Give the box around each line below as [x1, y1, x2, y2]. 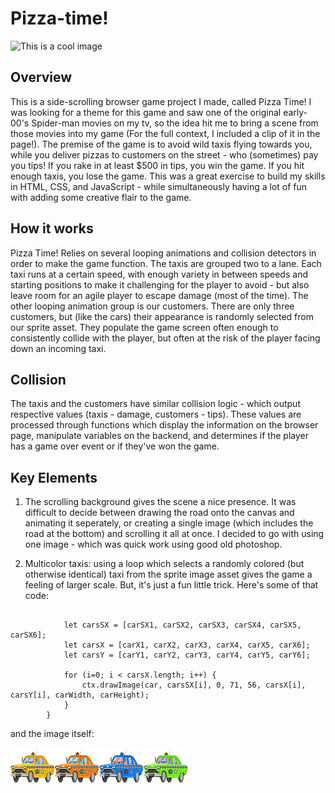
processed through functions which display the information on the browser [10, 419, 319, 431]
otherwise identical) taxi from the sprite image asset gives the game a [24, 568, 313, 581]
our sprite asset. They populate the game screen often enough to [10, 321, 279, 333]
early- [283, 106, 308, 118]
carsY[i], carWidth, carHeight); [10, 690, 150, 701]
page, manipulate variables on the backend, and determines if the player [10, 430, 309, 442]
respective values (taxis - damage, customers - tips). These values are [10, 408, 302, 421]
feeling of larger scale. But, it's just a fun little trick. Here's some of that [24, 579, 319, 591]
